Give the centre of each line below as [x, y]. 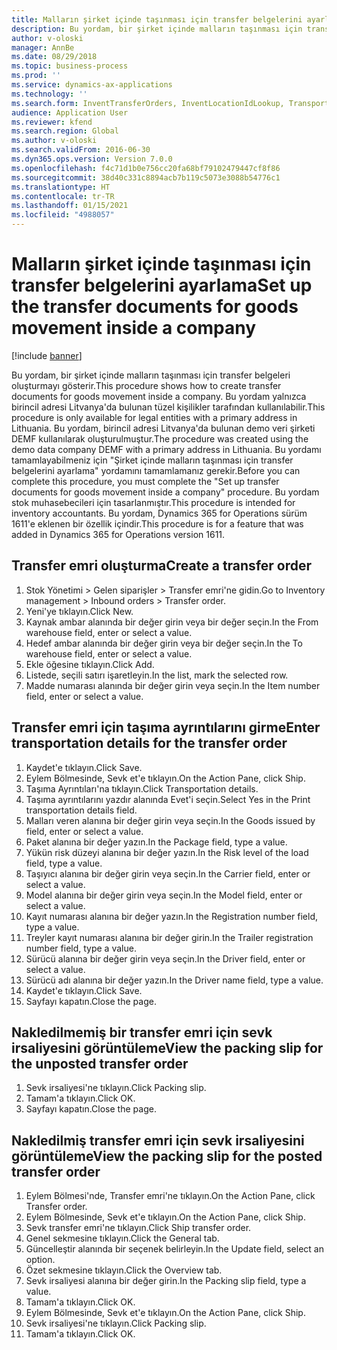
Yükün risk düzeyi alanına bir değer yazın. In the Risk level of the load [167, 852]
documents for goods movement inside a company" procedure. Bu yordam [165, 492]
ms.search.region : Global [65, 131]
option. [40, 1260]
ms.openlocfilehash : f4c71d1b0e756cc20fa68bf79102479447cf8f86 [146, 168]
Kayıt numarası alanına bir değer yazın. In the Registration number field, [172, 916]
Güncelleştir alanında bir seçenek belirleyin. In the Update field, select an [174, 1249]
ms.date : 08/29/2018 [54, 57]
